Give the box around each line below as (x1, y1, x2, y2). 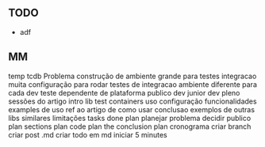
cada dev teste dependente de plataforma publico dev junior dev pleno (8, 88, 240, 97)
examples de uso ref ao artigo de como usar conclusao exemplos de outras (8, 104, 255, 114)
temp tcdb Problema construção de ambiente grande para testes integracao (8, 71, 257, 81)
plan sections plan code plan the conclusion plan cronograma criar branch (8, 122, 252, 131)
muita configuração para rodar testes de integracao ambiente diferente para (8, 79, 258, 89)
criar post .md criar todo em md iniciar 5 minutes (8, 130, 168, 139)
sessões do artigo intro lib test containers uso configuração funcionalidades (8, 96, 257, 106)
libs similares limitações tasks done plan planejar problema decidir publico (8, 113, 252, 122)
